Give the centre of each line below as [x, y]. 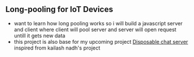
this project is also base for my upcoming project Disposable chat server [101, 41]
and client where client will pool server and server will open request [95, 29]
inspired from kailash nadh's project [57, 48]
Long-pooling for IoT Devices [59, 9]
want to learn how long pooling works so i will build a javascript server [98, 23]
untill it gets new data [39, 35]
